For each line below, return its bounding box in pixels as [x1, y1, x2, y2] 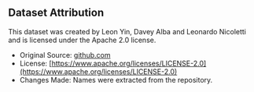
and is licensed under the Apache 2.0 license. [8, 35, 156, 44]
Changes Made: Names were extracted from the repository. [19, 75, 213, 84]
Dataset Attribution [8, 6, 105, 19]
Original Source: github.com [19, 50, 111, 59]
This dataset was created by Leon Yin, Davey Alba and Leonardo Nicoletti [8, 27, 246, 36]
